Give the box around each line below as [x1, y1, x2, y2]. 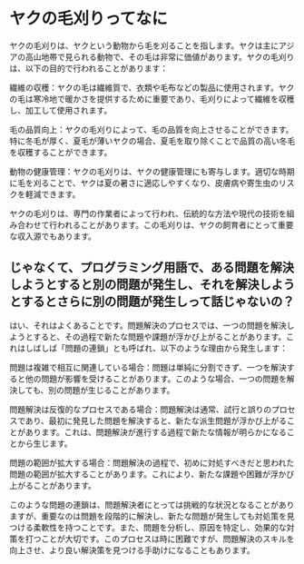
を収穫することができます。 [9, 146, 113, 157]
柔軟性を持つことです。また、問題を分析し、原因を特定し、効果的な [33, 521, 288, 532]
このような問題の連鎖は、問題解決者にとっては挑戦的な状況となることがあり [9, 499, 295, 510]
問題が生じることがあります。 [64, 384, 175, 395]
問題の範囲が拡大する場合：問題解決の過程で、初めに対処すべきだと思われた [9, 457, 295, 468]
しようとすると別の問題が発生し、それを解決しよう [9, 277, 296, 292]
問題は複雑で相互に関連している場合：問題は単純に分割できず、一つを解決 [9, 361, 288, 372]
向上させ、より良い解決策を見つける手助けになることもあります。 [9, 544, 256, 555]
